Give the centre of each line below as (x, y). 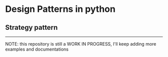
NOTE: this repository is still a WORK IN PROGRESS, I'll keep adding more (81, 44)
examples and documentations (37, 49)
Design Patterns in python (60, 9)
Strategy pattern (31, 28)
